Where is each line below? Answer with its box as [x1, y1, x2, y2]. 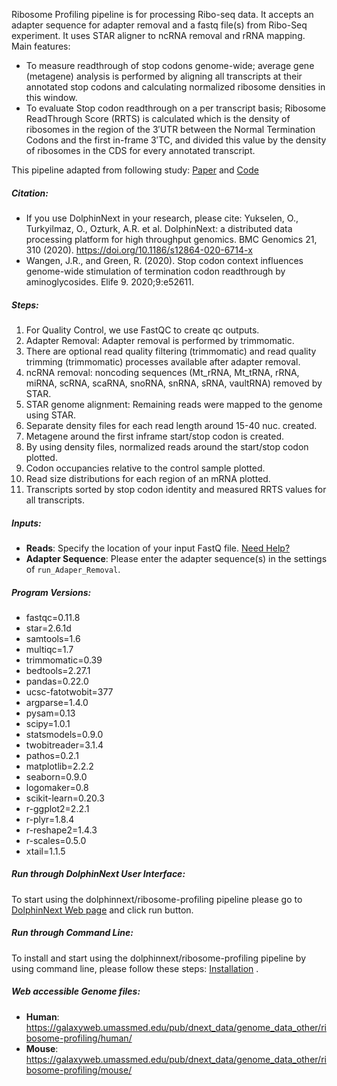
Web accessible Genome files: [11, 985, 141, 998]
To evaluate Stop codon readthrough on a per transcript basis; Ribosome [25, 102, 327, 114]
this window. [25, 92, 78, 103]
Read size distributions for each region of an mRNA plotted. [25, 472, 271, 484]
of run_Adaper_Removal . [25, 563, 121, 575]
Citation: [11, 187, 49, 199]
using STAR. [25, 409, 77, 421]
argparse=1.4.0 [25, 696, 89, 708]
